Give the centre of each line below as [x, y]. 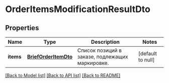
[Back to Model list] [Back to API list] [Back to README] [63, 75]
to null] [146, 60]
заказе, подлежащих [103, 57]
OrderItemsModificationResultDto [78, 9]
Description [105, 42]
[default [147, 54]
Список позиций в [99, 50]
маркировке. [93, 63]
